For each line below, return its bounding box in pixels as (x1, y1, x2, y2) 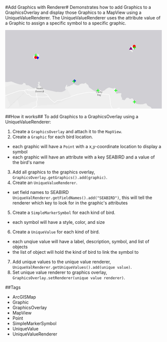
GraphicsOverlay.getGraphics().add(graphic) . (12, 174, 108, 180)
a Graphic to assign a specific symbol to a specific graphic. (5, 20, 127, 26)
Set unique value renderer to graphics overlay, (12, 269, 108, 275)
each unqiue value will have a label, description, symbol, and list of (12, 239, 150, 244)
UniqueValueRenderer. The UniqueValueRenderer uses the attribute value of (5, 15, 161, 20)
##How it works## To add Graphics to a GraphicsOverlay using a (5, 114, 139, 119)
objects (12, 244, 28, 250)
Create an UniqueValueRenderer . (12, 179, 78, 185)
